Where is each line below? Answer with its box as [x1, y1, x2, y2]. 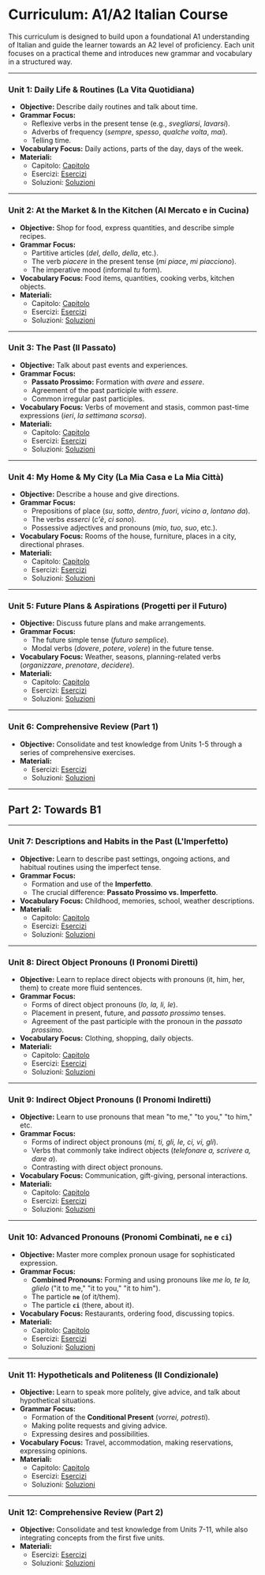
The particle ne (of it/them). [31, 1291, 121, 1301]
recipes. [19, 231, 47, 240]
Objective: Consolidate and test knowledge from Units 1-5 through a [19, 739, 243, 749]
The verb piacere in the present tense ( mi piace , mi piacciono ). [31, 256, 237, 266]
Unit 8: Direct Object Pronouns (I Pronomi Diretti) [8, 957, 199, 968]
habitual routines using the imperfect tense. [19, 862, 162, 871]
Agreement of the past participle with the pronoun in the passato [31, 1017, 243, 1026]
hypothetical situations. [19, 1396, 96, 1405]
